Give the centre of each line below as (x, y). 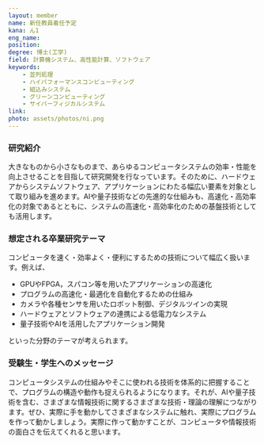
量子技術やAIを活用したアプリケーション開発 (92, 324)
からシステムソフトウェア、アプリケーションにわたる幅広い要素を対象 (128, 186)
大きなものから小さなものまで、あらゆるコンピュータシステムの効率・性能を (133, 166)
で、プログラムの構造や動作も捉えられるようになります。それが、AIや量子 (128, 392)
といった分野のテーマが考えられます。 (70, 341)
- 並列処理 (38, 75)
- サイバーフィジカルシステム (64, 104)
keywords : (25, 67)
